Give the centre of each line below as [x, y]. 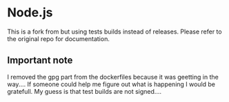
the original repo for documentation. [59, 38]
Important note [40, 61]
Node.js [30, 13]
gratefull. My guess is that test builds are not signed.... [84, 91]
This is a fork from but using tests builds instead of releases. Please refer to [114, 31]
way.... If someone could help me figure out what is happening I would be [111, 84]
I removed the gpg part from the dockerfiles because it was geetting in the [113, 77]
